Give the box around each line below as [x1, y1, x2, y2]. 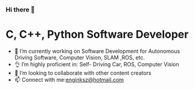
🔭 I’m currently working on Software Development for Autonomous [14, 48, 181, 55]
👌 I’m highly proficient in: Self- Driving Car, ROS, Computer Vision [14, 60, 179, 68]
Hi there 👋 [5, 5, 36, 14]
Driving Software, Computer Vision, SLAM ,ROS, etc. [14, 54, 145, 61]
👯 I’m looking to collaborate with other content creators [14, 69, 152, 76]
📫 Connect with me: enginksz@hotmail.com [14, 76, 124, 83]
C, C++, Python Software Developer [5, 28, 189, 41]
